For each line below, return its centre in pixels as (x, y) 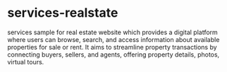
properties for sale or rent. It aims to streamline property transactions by (112, 47)
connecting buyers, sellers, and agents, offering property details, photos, (114, 55)
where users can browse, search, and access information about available (114, 39)
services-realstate (63, 13)
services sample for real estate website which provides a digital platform (113, 32)
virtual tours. (26, 62)
